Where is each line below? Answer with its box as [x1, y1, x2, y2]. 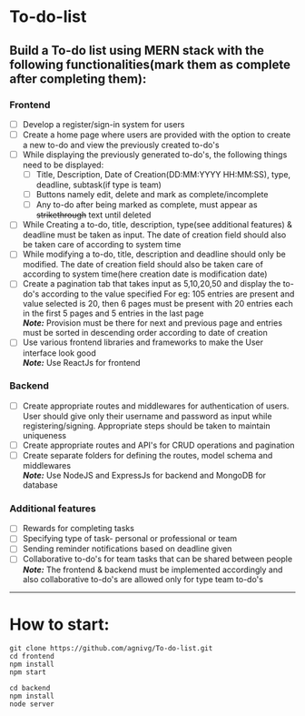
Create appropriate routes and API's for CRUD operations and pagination [22, 439, 295, 450]
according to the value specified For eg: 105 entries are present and [41, 288, 295, 299]
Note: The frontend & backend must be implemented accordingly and [22, 564, 283, 575]
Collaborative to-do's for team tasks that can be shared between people [22, 553, 293, 565]
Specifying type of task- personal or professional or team [22, 533, 238, 544]
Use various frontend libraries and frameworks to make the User [22, 337, 263, 348]
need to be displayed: [22, 159, 104, 170]
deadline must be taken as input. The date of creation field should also [22, 229, 287, 240]
